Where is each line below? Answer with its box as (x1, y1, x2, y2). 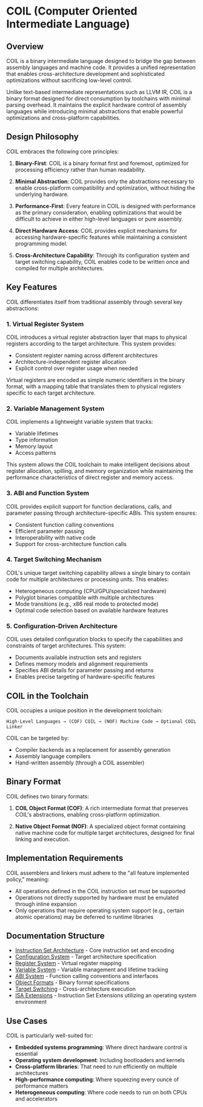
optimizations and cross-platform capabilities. (6, 114, 121, 121)
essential (15, 1050, 38, 1057)
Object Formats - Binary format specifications (15, 979, 130, 986)
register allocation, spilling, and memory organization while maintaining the (6, 467, 193, 475)
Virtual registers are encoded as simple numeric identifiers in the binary (6, 376, 185, 383)
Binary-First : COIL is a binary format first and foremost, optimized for (15, 159, 189, 167)
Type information (15, 436, 58, 444)
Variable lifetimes (15, 430, 59, 437)
